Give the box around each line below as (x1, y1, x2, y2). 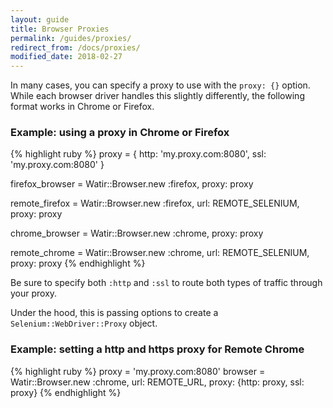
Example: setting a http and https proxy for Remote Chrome (10, 342, 305, 356)
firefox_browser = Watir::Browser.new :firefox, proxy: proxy (10, 178, 254, 190)
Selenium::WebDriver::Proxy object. (10, 317, 158, 330)
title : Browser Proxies (10, 24, 110, 34)
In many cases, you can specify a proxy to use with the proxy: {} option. (10, 79, 311, 91)
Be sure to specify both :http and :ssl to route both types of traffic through (10, 277, 323, 289)
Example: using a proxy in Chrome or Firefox (10, 126, 230, 140)
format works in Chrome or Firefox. (10, 101, 155, 113)
